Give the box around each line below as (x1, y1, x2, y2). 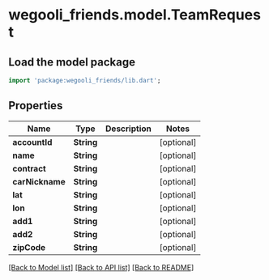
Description (105, 123, 152, 134)
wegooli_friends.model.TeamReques (8, 6, 262, 24)
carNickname (12, 176, 66, 187)
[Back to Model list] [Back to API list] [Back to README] (8, 262, 194, 272)
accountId (12, 136, 53, 147)
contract (12, 163, 46, 174)
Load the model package (8, 55, 136, 69)
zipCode (12, 241, 46, 252)
